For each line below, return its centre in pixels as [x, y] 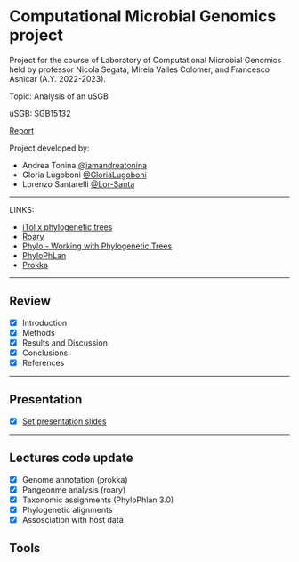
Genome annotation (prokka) [75, 479]
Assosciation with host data [73, 520]
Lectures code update [71, 458]
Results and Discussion [65, 342]
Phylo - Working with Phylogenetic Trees [97, 246]
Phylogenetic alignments [67, 509]
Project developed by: [49, 148]
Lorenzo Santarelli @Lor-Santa [78, 183]
